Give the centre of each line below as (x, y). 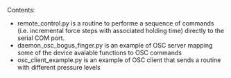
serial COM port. (41, 38)
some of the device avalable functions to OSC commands (100, 52)
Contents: (21, 10)
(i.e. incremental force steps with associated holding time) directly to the (121, 31)
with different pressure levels (59, 67)
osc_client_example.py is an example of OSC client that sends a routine (119, 60)
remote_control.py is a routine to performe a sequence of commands (115, 23)
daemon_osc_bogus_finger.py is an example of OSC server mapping (115, 45)
